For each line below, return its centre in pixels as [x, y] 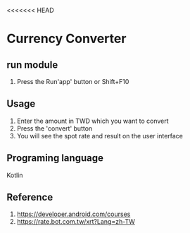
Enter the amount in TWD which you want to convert [93, 121]
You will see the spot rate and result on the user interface [100, 136]
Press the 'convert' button [55, 128]
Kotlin [15, 175]
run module [32, 65]
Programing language [55, 158]
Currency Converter [66, 39]
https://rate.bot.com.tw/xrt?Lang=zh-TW [76, 222]
